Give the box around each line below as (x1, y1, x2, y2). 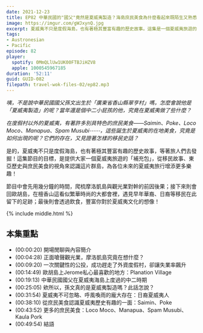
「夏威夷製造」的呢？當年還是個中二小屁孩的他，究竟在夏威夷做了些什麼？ (6, 107, 192, 113)
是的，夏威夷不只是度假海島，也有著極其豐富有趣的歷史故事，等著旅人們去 (6, 147, 192, 154)
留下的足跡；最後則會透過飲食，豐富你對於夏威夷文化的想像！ (6, 198, 160, 205)
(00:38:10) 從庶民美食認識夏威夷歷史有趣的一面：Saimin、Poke (14, 299, 172, 306)
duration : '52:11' (6, 71, 53, 77)
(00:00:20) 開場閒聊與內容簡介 (14, 246, 92, 253)
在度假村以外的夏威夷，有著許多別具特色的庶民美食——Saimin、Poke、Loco (6, 119, 196, 127)
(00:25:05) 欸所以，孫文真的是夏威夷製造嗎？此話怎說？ (14, 284, 155, 291)
